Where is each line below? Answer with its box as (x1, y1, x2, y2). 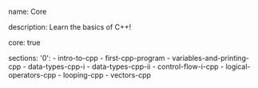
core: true (8, 38, 41, 47)
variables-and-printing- (171, 54, 250, 62)
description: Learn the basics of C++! (8, 22, 132, 31)
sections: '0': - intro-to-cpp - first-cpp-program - (8, 54, 170, 62)
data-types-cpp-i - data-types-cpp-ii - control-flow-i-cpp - (27, 62, 224, 71)
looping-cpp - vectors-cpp (62, 70, 152, 79)
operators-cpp (8, 70, 57, 79)
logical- (225, 62, 251, 71)
